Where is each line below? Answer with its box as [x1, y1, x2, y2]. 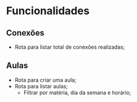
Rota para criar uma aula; [14, 76, 77, 84]
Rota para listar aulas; [14, 82, 68, 90]
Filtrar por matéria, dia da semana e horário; [23, 89, 132, 96]
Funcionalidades [6, 4, 90, 18]
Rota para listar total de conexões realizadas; [14, 43, 125, 50]
